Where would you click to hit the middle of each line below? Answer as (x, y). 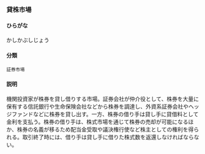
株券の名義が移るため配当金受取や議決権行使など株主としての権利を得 (105, 129)
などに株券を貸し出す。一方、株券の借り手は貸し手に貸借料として (116, 114)
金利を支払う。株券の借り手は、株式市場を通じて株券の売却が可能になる (97, 122)
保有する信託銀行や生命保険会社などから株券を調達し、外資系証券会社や (97, 106)
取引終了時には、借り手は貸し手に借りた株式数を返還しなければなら (108, 137)
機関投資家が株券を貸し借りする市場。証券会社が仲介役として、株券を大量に (102, 98)
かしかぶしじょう (28, 40)
